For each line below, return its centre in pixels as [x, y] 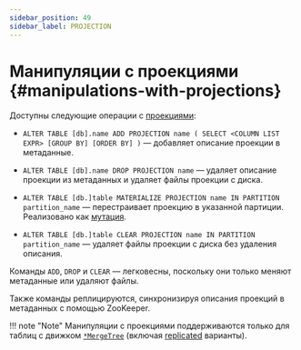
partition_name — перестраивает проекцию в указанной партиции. [153, 207]
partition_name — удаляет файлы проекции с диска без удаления [150, 244]
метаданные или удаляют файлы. [74, 281]
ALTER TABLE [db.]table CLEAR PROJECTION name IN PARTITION [139, 235]
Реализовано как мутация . [75, 217]
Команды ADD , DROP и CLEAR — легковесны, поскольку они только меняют [150, 271]
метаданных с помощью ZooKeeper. [80, 308]
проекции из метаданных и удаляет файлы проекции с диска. [143, 180]
